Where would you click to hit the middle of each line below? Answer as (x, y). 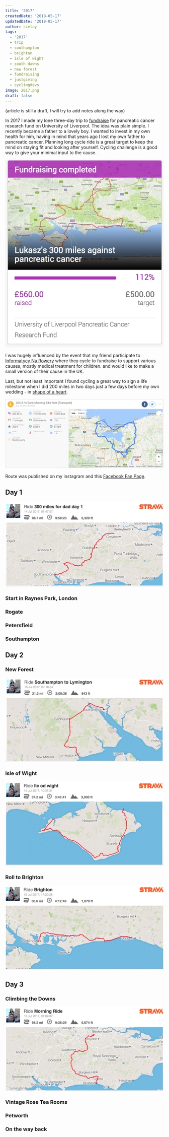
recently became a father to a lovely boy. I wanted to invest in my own (78, 131)
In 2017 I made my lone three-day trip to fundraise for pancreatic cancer (80, 120)
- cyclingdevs (24, 85)
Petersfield (19, 625)
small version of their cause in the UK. (45, 372)
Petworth (17, 1115)
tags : (11, 32)
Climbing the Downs (30, 998)
